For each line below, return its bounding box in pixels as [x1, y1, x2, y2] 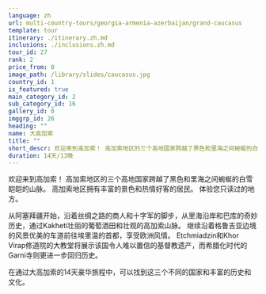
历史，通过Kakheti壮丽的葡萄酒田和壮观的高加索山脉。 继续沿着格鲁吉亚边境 [8, 221, 257, 231]
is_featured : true [8, 85, 69, 94]
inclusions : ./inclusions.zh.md [8, 41, 115, 49]
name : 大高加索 [8, 129, 54, 137]
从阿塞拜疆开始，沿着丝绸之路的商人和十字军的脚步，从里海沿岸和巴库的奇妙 [8, 211, 258, 220]
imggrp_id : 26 [8, 115, 55, 123]
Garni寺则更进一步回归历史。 [8, 250, 103, 260]
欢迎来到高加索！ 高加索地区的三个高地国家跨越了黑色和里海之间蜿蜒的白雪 [8, 174, 253, 184]
